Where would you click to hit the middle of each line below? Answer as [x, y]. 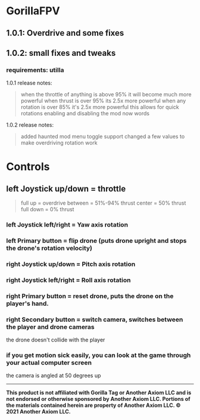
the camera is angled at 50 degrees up [54, 375]
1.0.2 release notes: [30, 125]
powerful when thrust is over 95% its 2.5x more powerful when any [103, 101]
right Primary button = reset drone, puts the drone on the [90, 296]
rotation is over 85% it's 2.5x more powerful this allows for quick [100, 107]
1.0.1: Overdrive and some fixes [65, 33]
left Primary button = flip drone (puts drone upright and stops [96, 241]
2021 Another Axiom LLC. [38, 412]
